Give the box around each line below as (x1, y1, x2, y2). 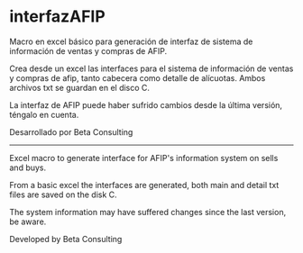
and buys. (9, 162, 47, 173)
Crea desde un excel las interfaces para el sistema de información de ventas (9, 63, 294, 74)
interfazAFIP (9, 6, 106, 27)
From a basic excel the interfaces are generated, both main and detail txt (9, 179, 280, 190)
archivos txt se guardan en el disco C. (9, 82, 151, 93)
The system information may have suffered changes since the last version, (9, 206, 287, 217)
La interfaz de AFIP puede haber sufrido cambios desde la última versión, (9, 99, 282, 110)
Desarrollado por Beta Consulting (9, 126, 133, 137)
